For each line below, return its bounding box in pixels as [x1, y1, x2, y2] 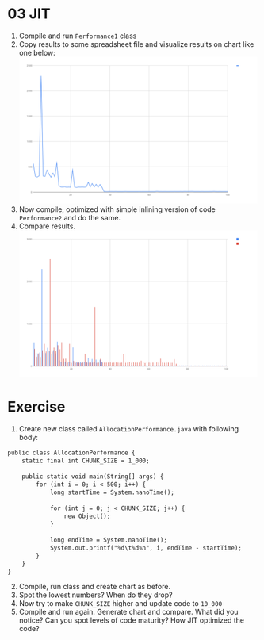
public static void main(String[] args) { [21, 473, 164, 481]
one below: [18, 48, 56, 57]
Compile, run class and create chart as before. [18, 581, 171, 591]
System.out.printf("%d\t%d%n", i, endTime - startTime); [49, 544, 243, 552]
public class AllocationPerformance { [7, 449, 136, 457]
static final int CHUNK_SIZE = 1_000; [21, 457, 150, 465]
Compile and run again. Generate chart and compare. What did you [18, 607, 239, 616]
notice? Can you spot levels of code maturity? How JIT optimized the [18, 615, 245, 625]
